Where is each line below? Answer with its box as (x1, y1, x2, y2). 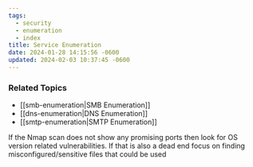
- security (15, 19, 52, 27)
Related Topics (8, 82, 68, 93)
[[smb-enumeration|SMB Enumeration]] (19, 100, 151, 110)
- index (15, 33, 42, 42)
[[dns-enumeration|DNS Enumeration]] (19, 109, 148, 118)
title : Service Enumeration (8, 41, 102, 49)
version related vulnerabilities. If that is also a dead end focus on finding (8, 141, 246, 151)
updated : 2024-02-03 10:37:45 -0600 (8, 56, 130, 64)
